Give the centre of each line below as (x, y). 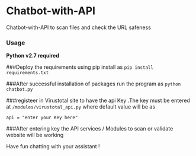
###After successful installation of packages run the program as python (94, 84)
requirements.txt (28, 73)
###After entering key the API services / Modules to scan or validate (90, 129)
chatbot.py (20, 90)
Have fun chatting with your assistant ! (53, 147)
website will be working (35, 135)
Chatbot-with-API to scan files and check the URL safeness (78, 27)
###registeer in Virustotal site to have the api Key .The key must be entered (98, 101)
